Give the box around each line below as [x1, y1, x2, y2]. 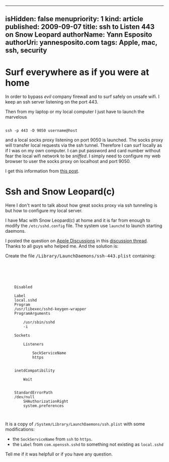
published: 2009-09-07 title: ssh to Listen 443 [5, 23, 155, 31]
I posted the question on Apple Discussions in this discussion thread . [5, 238, 148, 244]
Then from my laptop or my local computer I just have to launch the [5, 109, 145, 115]
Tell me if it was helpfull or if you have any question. [5, 451, 113, 457]
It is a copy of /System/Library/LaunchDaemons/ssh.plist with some [5, 421, 145, 427]
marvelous [5, 114, 27, 120]
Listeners [23, 342, 44, 347]
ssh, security [5, 46, 47, 55]
